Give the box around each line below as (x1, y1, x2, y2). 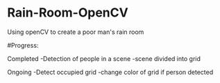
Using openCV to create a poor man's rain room (7, 28, 144, 36)
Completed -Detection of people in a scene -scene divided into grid (7, 54, 201, 63)
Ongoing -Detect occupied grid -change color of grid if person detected (7, 68, 214, 76)
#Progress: (7, 41, 39, 49)
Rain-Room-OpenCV (7, 5, 128, 21)
